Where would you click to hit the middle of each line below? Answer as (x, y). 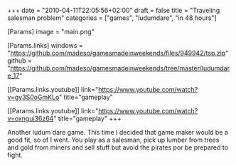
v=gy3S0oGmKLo (33, 97)
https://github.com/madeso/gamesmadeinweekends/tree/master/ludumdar (120, 68)
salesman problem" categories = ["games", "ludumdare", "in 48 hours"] (112, 18)
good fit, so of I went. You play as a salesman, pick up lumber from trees (113, 140)
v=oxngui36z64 (31, 118)
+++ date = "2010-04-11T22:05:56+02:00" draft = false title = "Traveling (114, 10)
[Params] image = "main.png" (51, 32)
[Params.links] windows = (45, 45)
